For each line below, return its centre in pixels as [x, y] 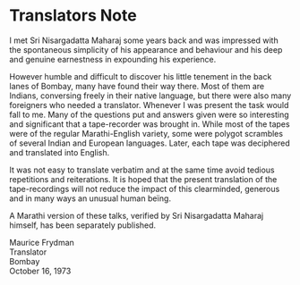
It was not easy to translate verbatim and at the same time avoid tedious [142, 170]
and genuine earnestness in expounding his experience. [113, 59]
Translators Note [73, 16]
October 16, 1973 [40, 271]
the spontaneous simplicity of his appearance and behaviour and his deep [146, 49]
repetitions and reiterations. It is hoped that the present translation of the [143, 179]
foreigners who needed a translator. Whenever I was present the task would [149, 105]
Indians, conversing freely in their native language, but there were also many [150, 96]
